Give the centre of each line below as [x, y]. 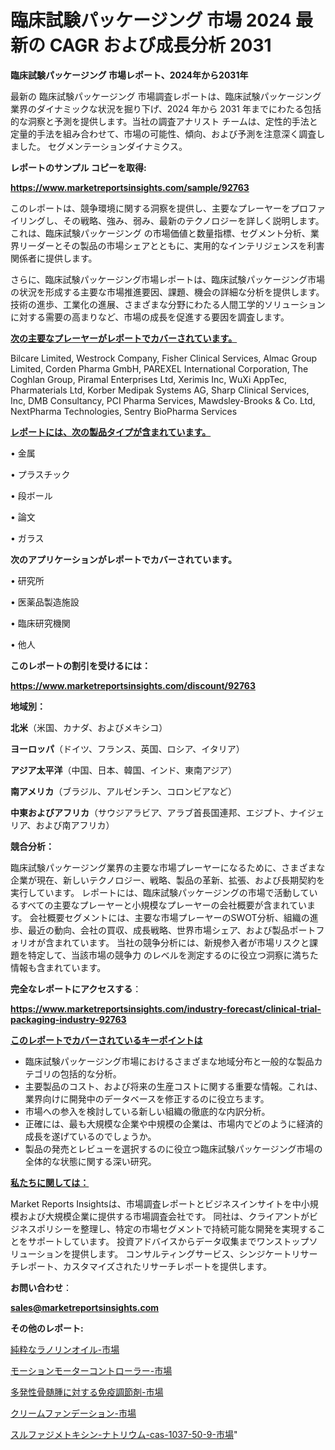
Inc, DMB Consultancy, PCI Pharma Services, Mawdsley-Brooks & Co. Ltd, [163, 400]
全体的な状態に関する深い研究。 [90, 1161]
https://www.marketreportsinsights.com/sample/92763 [130, 187]
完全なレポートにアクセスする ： [76, 988]
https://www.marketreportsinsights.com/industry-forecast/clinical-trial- [166, 1008]
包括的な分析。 [90, 1073]
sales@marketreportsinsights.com [85, 1307]
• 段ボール [31, 495]
